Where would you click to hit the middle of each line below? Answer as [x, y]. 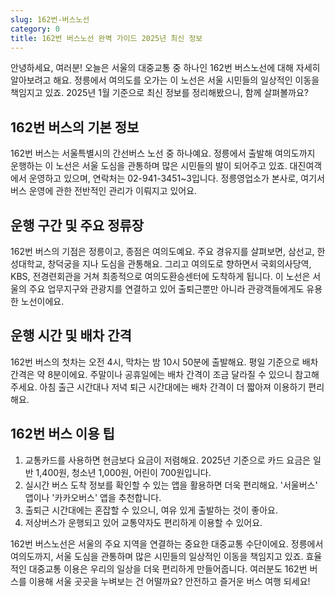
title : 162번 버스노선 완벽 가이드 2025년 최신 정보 [106, 38]
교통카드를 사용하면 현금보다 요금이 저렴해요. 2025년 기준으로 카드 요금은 [167, 460]
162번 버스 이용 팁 [62, 434]
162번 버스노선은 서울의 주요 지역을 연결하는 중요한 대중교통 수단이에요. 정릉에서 [167, 543]
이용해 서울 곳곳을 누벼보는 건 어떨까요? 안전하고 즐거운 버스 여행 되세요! [169, 581]
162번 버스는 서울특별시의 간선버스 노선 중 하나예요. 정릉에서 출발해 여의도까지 [163, 153]
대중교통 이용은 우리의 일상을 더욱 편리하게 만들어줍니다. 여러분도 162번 [168, 568]
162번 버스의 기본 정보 [75, 127]
